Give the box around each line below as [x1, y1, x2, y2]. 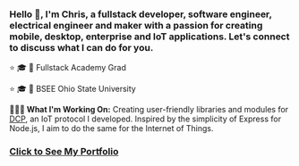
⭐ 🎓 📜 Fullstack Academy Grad [9, 62, 127, 73]
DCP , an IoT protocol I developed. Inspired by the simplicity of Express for [9, 113, 282, 124]
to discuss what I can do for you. [9, 41, 154, 54]
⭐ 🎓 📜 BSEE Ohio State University [9, 84, 136, 95]
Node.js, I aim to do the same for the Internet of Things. [9, 123, 214, 134]
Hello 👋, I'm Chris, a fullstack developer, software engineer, [9, 8, 272, 21]
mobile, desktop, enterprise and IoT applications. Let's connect [9, 30, 290, 43]
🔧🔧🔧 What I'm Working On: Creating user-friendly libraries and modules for [9, 104, 289, 115]
